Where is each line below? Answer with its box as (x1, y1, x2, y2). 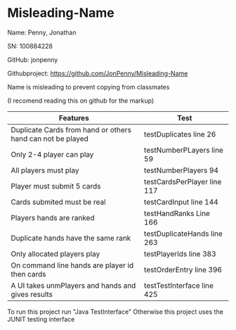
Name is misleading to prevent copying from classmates (7, 82, 170, 91)
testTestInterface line (143, 280, 214, 290)
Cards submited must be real (11, 197, 107, 207)
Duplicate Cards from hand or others (11, 125, 132, 134)
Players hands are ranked (11, 212, 95, 222)
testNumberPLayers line (143, 145, 223, 155)
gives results (11, 289, 53, 299)
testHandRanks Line (143, 208, 211, 218)
